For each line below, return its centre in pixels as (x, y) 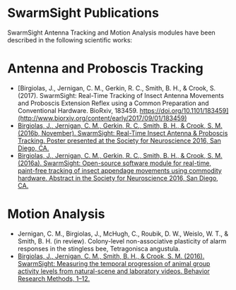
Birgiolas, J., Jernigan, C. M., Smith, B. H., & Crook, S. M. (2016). (111, 256)
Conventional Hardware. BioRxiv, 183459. (78, 110)
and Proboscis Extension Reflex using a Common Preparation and (113, 103)
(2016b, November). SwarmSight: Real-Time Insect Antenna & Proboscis (123, 133)
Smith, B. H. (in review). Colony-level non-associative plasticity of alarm (122, 241)
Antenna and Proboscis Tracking (105, 69)
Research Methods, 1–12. (54, 278)
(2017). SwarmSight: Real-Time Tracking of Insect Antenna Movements (121, 95)
